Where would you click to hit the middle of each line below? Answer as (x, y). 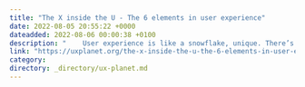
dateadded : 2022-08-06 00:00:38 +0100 (83, 34)
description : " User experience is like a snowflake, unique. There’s (152, 43)
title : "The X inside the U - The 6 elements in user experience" (138, 18)
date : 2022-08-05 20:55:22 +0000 (73, 26)
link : (20, 52)
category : (28, 60)
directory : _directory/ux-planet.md (79, 69)
